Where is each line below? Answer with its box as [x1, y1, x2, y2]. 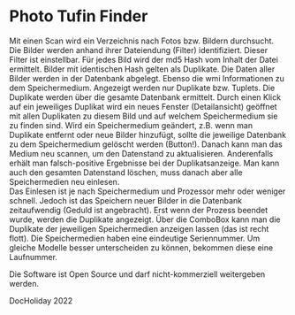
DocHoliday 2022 [9, 295, 73, 306]
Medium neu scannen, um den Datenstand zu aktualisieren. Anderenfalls [9, 148, 274, 158]
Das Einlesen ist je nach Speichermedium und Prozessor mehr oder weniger [9, 186, 286, 196]
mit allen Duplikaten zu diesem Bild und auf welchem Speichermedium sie [9, 111, 278, 121]
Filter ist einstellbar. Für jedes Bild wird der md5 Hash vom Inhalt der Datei [9, 54, 278, 65]
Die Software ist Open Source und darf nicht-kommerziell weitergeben [9, 268, 266, 280]
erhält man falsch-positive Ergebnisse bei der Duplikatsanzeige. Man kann [9, 157, 280, 168]
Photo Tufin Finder [9, 6, 148, 27]
